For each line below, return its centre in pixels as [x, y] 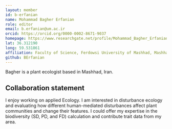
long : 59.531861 [23, 48]
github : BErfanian [25, 57]
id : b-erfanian [21, 15]
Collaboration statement [45, 88]
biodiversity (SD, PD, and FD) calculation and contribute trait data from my [83, 117]
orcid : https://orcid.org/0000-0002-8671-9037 [56, 34]
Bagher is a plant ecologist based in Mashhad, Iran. [59, 72]
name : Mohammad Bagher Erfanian [40, 19]
